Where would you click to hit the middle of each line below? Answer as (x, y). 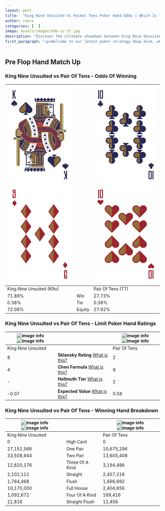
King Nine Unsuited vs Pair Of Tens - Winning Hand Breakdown (82, 411)
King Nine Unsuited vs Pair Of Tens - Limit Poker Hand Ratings (81, 323)
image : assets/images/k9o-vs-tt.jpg (42, 31)
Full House (77, 488)
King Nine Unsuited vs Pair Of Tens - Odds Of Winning (71, 76)
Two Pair (75, 455)
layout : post (18, 10)
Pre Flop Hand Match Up (43, 62)
